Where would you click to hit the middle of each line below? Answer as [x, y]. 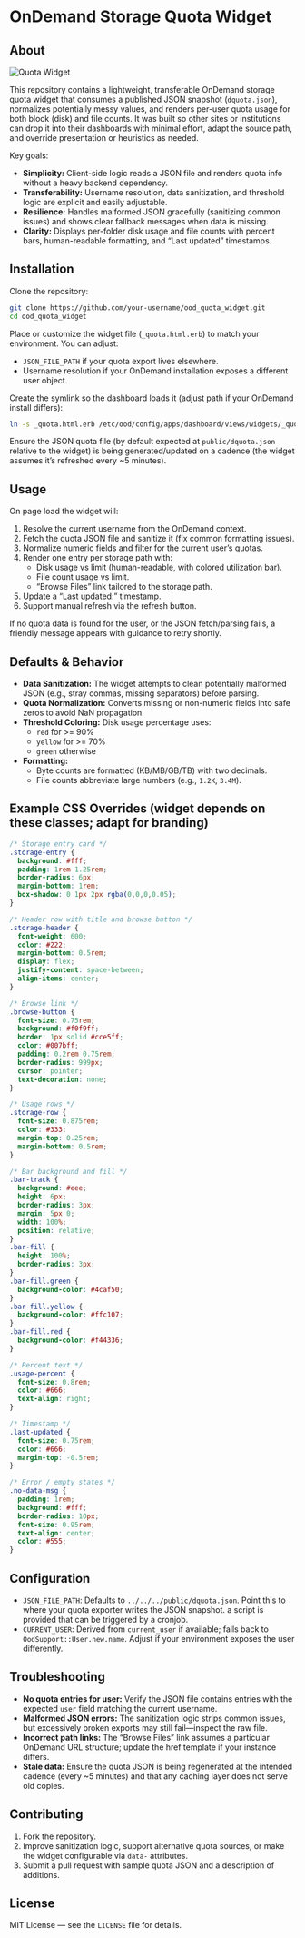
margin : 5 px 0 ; [46, 1213]
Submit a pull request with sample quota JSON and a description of [148, 1865]
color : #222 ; [42, 945]
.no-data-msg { [38, 1491]
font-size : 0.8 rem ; [54, 1382]
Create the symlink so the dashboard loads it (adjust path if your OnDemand [152, 398]
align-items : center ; [59, 979]
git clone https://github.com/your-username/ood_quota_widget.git [138, 308]
